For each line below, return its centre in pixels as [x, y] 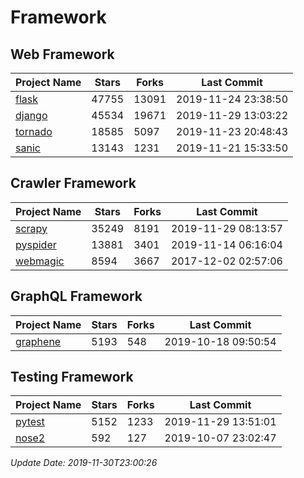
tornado [34, 131]
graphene [38, 341]
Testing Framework [72, 377]
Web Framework [62, 54]
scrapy [31, 228]
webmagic [40, 261]
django [31, 115]
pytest [30, 422]
